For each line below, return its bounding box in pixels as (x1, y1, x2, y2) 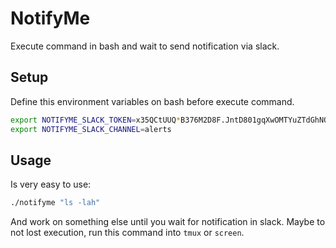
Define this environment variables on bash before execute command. (10, 95, 295, 107)
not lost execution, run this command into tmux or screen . (10, 227, 245, 239)
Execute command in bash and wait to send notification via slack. (10, 40, 280, 52)
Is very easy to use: (10, 178, 92, 191)
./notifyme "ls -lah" (10, 198, 101, 208)
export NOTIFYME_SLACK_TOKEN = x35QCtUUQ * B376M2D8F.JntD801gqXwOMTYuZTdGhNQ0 (10, 115, 333, 125)
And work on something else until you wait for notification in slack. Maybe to (10, 216, 326, 228)
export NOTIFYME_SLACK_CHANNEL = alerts (10, 124, 172, 134)
